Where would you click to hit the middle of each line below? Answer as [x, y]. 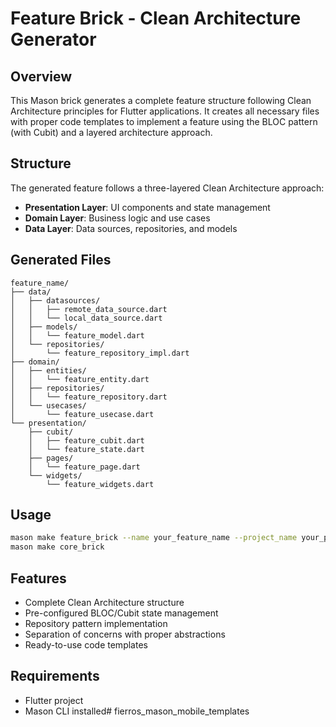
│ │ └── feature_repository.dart [89, 397]
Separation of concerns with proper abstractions [125, 634]
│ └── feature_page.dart [84, 467]
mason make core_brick [57, 547]
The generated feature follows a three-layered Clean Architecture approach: [167, 188]
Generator [53, 39]
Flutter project [54, 700]
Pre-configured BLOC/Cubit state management [121, 613]
